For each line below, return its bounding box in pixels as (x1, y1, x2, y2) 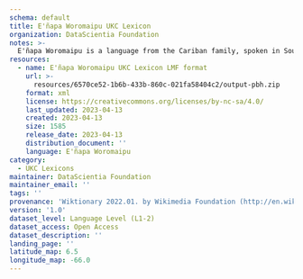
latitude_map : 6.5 (9, 247, 78, 256)
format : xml (25, 88, 70, 97)
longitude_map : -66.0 (9, 256, 91, 265)
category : (9, 155, 47, 165)
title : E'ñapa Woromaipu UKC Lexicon (9, 22, 151, 31)
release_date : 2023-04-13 (25, 130, 124, 139)
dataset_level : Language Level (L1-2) (9, 213, 155, 223)
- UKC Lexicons (17, 164, 75, 173)
